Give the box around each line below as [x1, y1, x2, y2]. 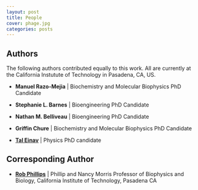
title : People [6, 15, 43, 21]
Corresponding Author [6, 154, 94, 164]
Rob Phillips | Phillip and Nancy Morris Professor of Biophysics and [15, 170, 184, 177]
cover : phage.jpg [6, 20, 51, 26]
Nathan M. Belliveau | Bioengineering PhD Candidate [15, 113, 149, 121]
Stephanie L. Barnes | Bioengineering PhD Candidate [15, 101, 149, 108]
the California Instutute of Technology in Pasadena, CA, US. [6, 71, 156, 79]
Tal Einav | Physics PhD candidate [15, 136, 102, 144]
